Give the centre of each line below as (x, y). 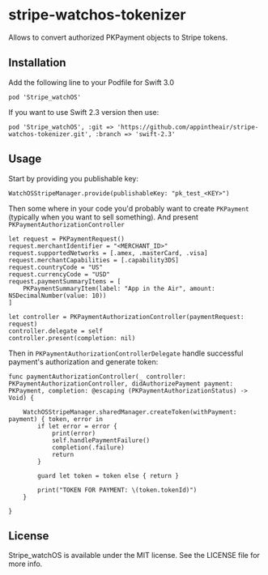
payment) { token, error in (56, 419)
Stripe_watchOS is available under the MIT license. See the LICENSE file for (134, 556)
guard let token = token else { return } (108, 475)
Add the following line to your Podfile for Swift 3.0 (91, 82)
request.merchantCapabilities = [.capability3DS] (94, 260)
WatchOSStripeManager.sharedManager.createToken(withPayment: (130, 412)
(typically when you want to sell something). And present (103, 217)
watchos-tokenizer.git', (50, 134)
